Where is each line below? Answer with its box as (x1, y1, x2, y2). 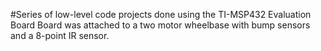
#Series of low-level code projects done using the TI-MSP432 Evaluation (10, 9, 312, 20)
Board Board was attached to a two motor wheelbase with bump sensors (10, 19, 311, 31)
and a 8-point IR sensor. (10, 30, 110, 41)
